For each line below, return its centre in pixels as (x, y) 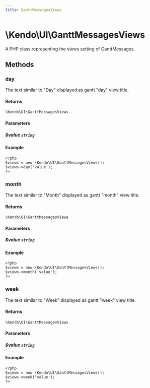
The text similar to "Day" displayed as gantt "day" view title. (67, 90)
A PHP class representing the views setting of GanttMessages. (70, 49)
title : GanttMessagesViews (33, 10)
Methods (20, 64)
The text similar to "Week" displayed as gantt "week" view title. (71, 300)
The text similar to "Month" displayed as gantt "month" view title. (72, 195)
